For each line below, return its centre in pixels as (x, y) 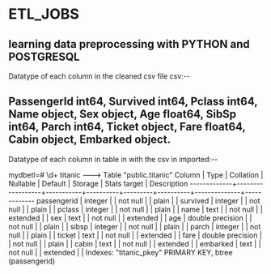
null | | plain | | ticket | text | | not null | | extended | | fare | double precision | (135, 235)
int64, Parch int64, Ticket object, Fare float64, (127, 127)
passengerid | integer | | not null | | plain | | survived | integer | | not (148, 200)
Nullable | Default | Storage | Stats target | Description (98, 183)
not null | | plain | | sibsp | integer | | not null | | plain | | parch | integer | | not (135, 226)
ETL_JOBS (44, 14)
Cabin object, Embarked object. (90, 140)
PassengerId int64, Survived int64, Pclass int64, (133, 102)
